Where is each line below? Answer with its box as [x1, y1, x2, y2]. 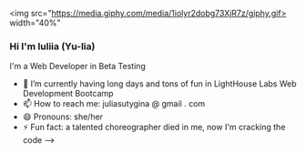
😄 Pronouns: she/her [22, 111, 103, 122]
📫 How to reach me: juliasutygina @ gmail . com [22, 98, 206, 109]
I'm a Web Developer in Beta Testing [9, 61, 146, 72]
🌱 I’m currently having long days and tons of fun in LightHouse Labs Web [22, 78, 297, 89]
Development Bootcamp [22, 88, 114, 99]
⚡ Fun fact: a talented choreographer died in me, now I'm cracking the [22, 122, 286, 133]
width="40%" [9, 17, 61, 28]
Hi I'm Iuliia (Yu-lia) [9, 40, 96, 53]
